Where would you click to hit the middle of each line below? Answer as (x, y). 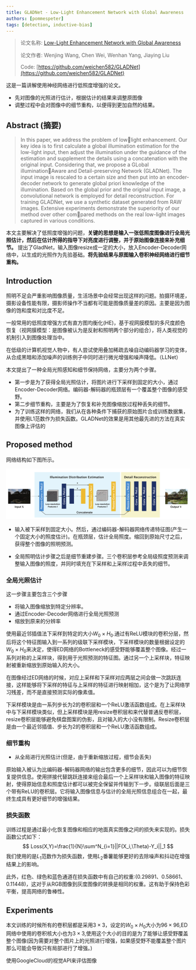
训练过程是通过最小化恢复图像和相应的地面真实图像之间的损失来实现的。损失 (98, 829)
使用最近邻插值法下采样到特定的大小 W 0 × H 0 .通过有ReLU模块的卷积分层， (95, 634)
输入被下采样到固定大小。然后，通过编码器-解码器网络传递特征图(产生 (98, 530)
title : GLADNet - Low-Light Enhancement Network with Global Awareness (95, 12)
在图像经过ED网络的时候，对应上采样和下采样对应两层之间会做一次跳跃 (91, 677)
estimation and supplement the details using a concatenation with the (104, 159)
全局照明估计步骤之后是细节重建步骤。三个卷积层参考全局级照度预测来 (99, 556)
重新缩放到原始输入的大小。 (49, 665)
